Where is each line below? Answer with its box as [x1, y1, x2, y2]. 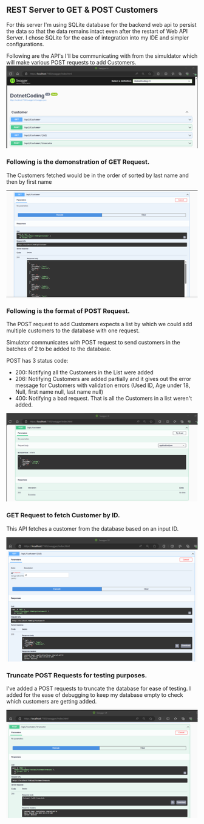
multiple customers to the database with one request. [6, 327, 140, 334]
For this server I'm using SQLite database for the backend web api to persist [6, 21, 197, 28]
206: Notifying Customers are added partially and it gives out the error [15, 375, 192, 383]
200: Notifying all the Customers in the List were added [15, 369, 154, 376]
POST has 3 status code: [6, 357, 69, 365]
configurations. [6, 40, 44, 47]
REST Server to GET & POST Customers [6, 5, 158, 15]
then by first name [6, 178, 52, 185]
